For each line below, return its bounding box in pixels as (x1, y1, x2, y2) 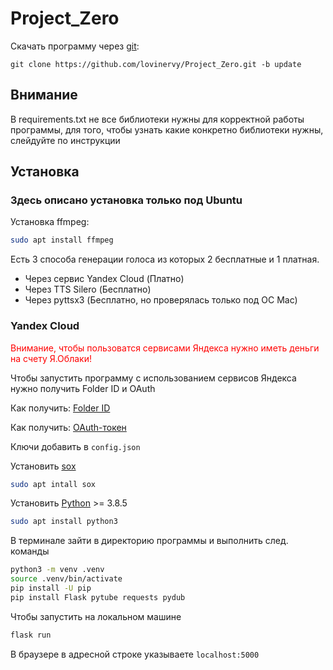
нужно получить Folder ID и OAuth (10, 382, 156, 394)
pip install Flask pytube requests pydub (10, 592, 186, 602)
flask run (10, 630, 52, 640)
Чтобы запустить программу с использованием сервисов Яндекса (10, 372, 297, 384)
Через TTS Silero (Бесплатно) (24, 283, 152, 296)
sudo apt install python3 (10, 517, 118, 527)
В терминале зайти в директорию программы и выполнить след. (10, 535, 289, 547)
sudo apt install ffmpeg (10, 235, 114, 246)
